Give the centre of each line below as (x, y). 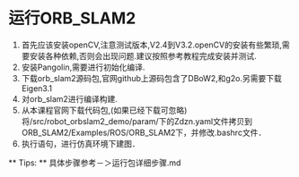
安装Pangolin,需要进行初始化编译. (83, 67)
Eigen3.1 (37, 88)
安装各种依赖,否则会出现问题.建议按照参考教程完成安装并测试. (143, 55)
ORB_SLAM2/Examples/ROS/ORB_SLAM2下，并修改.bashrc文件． (144, 132)
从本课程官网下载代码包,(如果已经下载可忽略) (104, 110)
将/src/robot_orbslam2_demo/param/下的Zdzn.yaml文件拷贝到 (137, 121)
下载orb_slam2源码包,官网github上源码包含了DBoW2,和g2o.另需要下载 (151, 78)
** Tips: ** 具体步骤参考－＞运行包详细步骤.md (95, 163)
